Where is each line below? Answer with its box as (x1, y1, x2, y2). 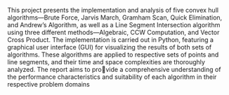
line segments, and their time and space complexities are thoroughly (7, 58, 206, 66)
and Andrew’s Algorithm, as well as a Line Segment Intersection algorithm (7, 21, 221, 29)
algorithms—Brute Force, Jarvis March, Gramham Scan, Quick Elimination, (7, 13, 223, 22)
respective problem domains (7, 80, 90, 88)
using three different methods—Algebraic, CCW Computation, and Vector (7, 28, 220, 36)
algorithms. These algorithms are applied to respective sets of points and (7, 50, 219, 59)
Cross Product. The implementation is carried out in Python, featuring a (7, 36, 214, 44)
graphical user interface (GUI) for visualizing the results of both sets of (7, 43, 212, 51)
